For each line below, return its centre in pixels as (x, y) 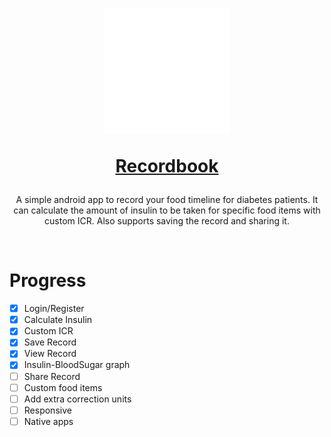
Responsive (47, 410)
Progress (48, 280)
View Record (50, 354)
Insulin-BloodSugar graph (77, 365)
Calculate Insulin (58, 320)
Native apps (48, 421)
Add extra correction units (77, 399)
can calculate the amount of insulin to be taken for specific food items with (167, 210)
